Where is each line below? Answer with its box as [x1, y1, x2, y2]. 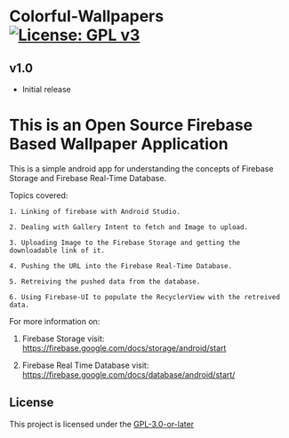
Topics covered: [9, 189, 68, 201]
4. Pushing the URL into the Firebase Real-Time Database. [9, 261, 233, 270]
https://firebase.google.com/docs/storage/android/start [21, 342, 227, 353]
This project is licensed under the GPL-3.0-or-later [9, 418, 194, 429]
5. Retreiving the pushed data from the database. [9, 277, 201, 286]
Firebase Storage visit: [21, 333, 105, 344]
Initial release [21, 84, 71, 94]
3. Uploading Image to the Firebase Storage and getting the [9, 238, 241, 247]
